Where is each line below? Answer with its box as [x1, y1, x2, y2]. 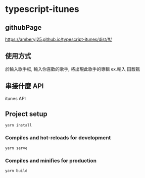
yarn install [5, 123, 32, 128]
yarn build [5, 169, 28, 174]
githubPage [5, 23, 42, 32]
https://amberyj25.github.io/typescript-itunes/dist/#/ [5, 36, 112, 42]
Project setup [5, 110, 48, 119]
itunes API [5, 95, 26, 101]
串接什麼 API [5, 82, 44, 90]
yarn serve [5, 145, 28, 151]
